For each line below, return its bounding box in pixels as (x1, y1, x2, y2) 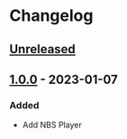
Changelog (9, 5, 94, 26)
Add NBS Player (22, 119, 83, 131)
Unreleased (9, 42, 77, 57)
